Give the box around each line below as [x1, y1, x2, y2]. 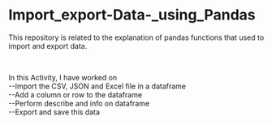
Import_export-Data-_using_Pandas [8, 6, 256, 24]
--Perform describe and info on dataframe [8, 98, 150, 108]
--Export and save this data [8, 107, 100, 117]
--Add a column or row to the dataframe [8, 89, 143, 99]
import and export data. [8, 41, 88, 50]
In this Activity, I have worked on [8, 72, 118, 82]
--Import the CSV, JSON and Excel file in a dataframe [8, 81, 187, 91]
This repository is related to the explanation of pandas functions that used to [8, 32, 265, 42]
